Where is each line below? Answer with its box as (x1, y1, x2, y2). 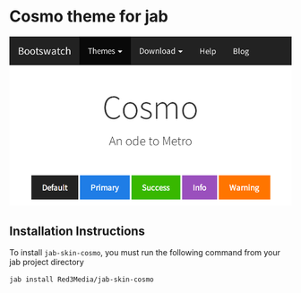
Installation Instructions (9, 223, 146, 238)
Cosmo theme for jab (9, 6, 168, 27)
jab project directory (9, 257, 85, 268)
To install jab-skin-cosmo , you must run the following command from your (9, 247, 280, 258)
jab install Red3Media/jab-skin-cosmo (9, 275, 154, 284)
